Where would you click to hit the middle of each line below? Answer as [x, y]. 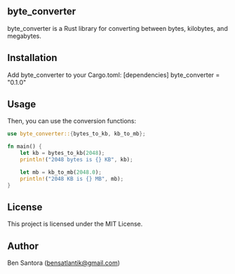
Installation [32, 58]
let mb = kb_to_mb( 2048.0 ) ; [61, 172]
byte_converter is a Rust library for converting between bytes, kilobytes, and [117, 28]
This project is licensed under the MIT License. [75, 224]
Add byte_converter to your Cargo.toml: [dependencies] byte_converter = [114, 75]
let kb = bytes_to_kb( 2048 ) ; [62, 153]
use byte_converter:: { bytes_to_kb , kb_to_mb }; [76, 134]
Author [23, 246]
